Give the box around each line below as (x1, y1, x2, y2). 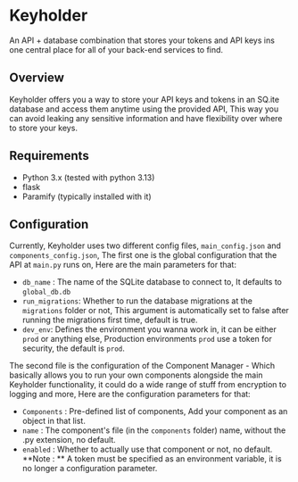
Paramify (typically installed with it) (21, 191, 152, 202)
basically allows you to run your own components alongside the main (9, 370, 263, 380)
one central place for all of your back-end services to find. (9, 44, 224, 54)
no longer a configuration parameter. (21, 463, 158, 474)
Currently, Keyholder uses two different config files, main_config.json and (9, 240, 281, 251)
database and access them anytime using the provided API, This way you (9, 104, 279, 114)
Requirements (9, 148, 89, 163)
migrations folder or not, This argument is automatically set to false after (21, 305, 290, 316)
